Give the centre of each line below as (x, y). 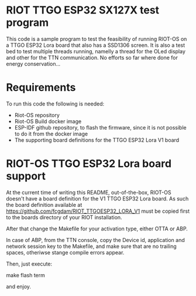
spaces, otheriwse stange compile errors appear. (65, 252)
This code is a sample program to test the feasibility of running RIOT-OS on (97, 39)
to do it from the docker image (51, 134)
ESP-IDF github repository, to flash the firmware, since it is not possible (100, 127)
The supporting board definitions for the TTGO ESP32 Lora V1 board (97, 140)
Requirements (41, 88)
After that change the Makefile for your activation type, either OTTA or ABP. (97, 229)
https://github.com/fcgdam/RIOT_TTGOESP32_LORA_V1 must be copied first (98, 211)
